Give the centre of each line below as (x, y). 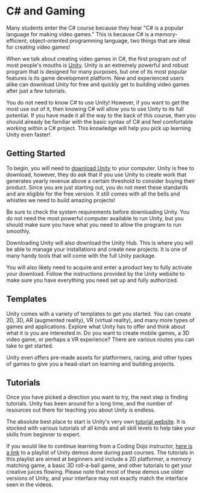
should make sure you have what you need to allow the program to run (94, 224)
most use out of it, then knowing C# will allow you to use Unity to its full (95, 109)
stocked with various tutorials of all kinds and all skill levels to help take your (101, 428)
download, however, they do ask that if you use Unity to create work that (96, 174)
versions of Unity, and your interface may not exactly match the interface (97, 479)
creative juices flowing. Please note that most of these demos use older (95, 472)
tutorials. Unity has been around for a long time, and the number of (89, 404)
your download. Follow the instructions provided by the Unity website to (96, 273)
